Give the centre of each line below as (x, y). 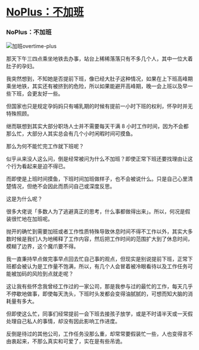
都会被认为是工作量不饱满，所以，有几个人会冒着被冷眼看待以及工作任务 (99, 266)
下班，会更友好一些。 (37, 94)
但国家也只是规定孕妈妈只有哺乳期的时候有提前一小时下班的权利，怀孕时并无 (99, 106)
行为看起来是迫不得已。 (40, 166)
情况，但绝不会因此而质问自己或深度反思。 (63, 186)
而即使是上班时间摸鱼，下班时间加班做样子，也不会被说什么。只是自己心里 (97, 179)
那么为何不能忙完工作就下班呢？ (45, 147)
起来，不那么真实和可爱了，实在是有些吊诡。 (71, 341)
